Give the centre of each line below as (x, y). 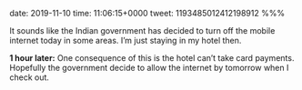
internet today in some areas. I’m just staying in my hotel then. (126, 40)
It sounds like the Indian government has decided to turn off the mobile (142, 30)
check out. (30, 77)
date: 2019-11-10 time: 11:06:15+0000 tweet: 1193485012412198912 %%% (147, 13)
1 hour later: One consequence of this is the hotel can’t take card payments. (152, 58)
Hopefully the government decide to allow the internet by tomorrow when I (149, 68)
